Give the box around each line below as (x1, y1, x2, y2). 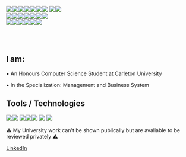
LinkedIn (6, 144, 27, 151)
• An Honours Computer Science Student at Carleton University (6, 70, 162, 77)
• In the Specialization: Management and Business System (6, 81, 150, 88)
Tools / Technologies (6, 98, 85, 109)
